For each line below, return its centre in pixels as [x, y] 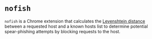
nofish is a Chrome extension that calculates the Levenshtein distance [75, 21]
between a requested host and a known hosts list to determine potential [76, 26]
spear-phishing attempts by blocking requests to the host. [63, 31]
